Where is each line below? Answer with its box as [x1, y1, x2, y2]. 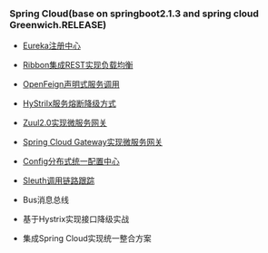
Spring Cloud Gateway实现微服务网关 [22, 137, 164, 148]
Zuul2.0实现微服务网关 [22, 117, 107, 129]
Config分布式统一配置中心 [22, 156, 120, 167]
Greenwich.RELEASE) [9, 18, 107, 31]
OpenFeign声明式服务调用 [22, 79, 120, 90]
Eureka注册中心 [22, 40, 82, 52]
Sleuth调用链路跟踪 [22, 175, 95, 186]
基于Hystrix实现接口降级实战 [22, 214, 130, 225]
